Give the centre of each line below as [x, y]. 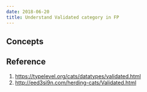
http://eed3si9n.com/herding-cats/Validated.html [76, 82]
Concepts [25, 42]
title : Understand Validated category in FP [63, 17]
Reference [26, 62]
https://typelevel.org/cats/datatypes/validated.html [78, 76]
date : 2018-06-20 [28, 12]
